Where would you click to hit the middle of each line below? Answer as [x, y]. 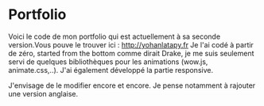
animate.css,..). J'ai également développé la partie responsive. [111, 70]
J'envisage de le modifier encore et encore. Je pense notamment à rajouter [132, 85]
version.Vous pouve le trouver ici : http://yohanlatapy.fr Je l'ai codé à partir [131, 44]
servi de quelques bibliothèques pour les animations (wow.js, [108, 62]
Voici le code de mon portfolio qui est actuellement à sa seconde [115, 36]
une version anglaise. [43, 93]
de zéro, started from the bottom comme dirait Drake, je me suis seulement [131, 53]
